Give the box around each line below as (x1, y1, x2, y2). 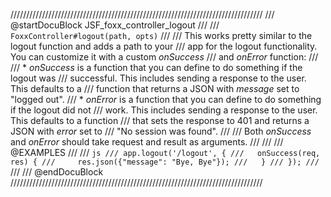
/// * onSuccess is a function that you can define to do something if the (10, 62, 303, 73)
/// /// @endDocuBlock (10, 166, 104, 178)
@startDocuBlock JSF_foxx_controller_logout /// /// (10, 19, 220, 31)
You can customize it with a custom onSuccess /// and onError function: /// (10, 51, 319, 63)
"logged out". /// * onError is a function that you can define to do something (10, 94, 322, 105)
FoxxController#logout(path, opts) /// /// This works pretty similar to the (10, 30, 313, 41)
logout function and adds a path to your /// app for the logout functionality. (10, 40, 318, 52)
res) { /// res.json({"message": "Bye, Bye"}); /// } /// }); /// (10, 157, 320, 167)
